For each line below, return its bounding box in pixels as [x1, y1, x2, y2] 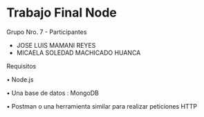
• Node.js [6, 75, 34, 84]
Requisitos [6, 62, 37, 70]
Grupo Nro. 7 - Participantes [6, 28, 87, 36]
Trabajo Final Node [6, 5, 117, 21]
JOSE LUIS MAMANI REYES [16, 41, 96, 49]
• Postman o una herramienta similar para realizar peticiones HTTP [6, 102, 198, 110]
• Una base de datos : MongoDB [6, 89, 100, 97]
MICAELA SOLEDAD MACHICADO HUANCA [16, 48, 141, 57]
